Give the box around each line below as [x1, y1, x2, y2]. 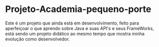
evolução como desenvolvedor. [5, 36, 70, 42]
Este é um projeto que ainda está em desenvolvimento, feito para [5, 20, 139, 26]
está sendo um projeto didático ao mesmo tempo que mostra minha [5, 30, 145, 36]
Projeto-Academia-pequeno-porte [5, 3, 151, 15]
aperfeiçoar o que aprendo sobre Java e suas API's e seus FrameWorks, [5, 25, 154, 31]
